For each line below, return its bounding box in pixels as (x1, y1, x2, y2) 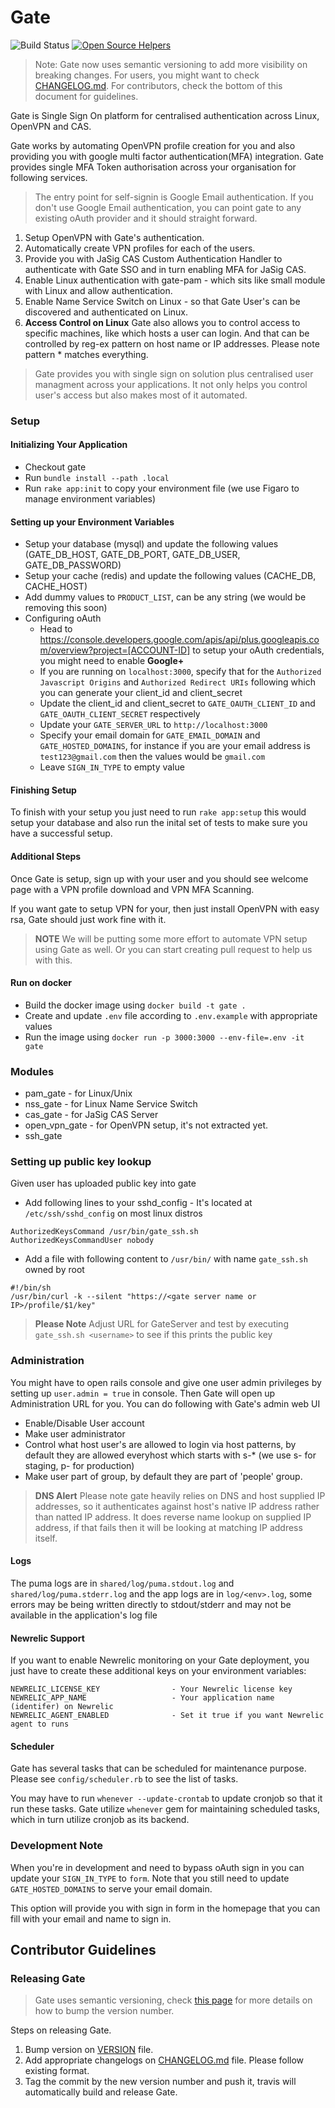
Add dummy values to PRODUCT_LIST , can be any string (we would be (24, 591, 307, 603)
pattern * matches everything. (24, 348, 149, 360)
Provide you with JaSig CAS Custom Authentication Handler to (24, 252, 283, 265)
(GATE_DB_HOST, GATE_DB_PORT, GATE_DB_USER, (24, 549, 241, 561)
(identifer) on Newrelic (10, 1702, 114, 1712)
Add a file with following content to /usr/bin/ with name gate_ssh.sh (24, 1253, 308, 1265)
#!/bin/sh (10, 1283, 52, 1293)
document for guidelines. (34, 90, 139, 102)
